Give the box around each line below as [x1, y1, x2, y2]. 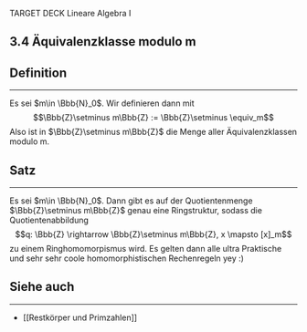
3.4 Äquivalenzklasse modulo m [9, 34, 196, 49]
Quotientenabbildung [9, 214, 90, 226]
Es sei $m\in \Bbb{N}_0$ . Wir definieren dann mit [9, 98, 195, 109]
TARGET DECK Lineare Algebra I [9, 8, 132, 18]
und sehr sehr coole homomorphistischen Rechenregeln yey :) [9, 253, 245, 264]
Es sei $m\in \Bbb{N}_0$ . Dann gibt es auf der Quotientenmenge [9, 195, 253, 206]
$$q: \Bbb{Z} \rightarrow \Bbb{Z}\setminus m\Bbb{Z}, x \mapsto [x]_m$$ [15, 229, 292, 240]
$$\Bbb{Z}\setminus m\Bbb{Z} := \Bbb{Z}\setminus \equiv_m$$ [33, 112, 274, 123]
